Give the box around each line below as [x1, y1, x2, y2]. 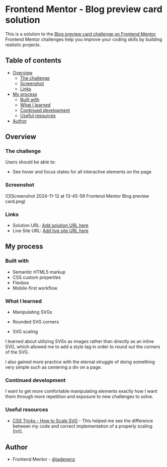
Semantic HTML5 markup [12, 269, 66, 275]
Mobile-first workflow [12, 285, 58, 291]
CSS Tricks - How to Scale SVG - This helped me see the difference [12, 418, 153, 424]
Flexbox [12, 279, 29, 285]
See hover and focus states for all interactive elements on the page [12, 169, 152, 175]
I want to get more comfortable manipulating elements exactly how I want [5, 388, 157, 394]
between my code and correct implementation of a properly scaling [12, 423, 152, 429]
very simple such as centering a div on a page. [5, 364, 102, 370]
